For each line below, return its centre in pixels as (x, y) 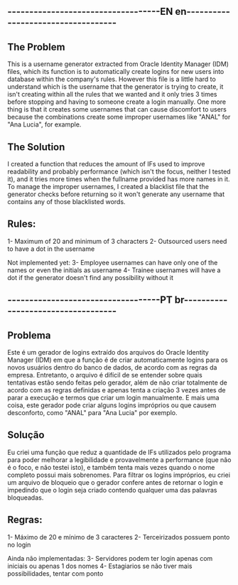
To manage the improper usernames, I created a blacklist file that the (108, 187)
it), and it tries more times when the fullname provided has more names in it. (119, 179)
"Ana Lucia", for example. (44, 124)
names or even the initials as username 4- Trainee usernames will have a (114, 270)
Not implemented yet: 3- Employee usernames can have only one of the (113, 262)
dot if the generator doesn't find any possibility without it (91, 277)
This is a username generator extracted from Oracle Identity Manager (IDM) (118, 64)
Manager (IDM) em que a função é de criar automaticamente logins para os (118, 360)
